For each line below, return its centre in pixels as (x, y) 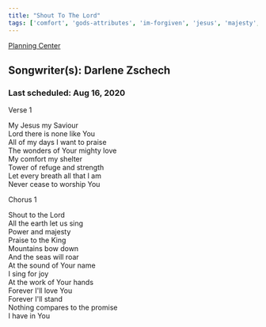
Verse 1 (20, 110)
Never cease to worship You (54, 184)
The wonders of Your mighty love (63, 150)
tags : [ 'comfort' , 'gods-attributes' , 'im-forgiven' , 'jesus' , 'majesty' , (134, 23)
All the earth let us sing (46, 223)
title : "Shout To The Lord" (55, 15)
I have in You (29, 316)
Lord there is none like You (52, 134)
